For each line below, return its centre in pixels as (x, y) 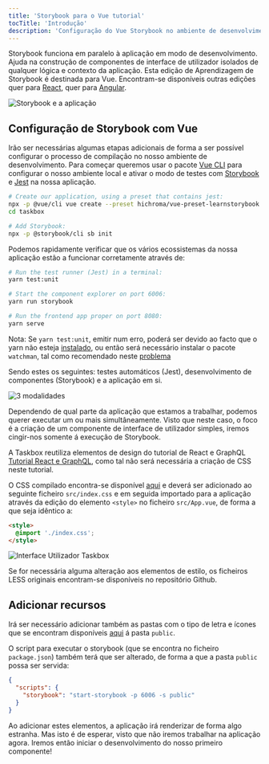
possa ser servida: (39, 666)
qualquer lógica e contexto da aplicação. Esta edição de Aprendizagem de (131, 71)
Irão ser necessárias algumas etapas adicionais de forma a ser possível (126, 148)
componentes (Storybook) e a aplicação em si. (85, 380)
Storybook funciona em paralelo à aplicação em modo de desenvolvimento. (133, 54)
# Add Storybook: (37, 226)
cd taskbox (26, 211)
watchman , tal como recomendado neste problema (90, 356)
